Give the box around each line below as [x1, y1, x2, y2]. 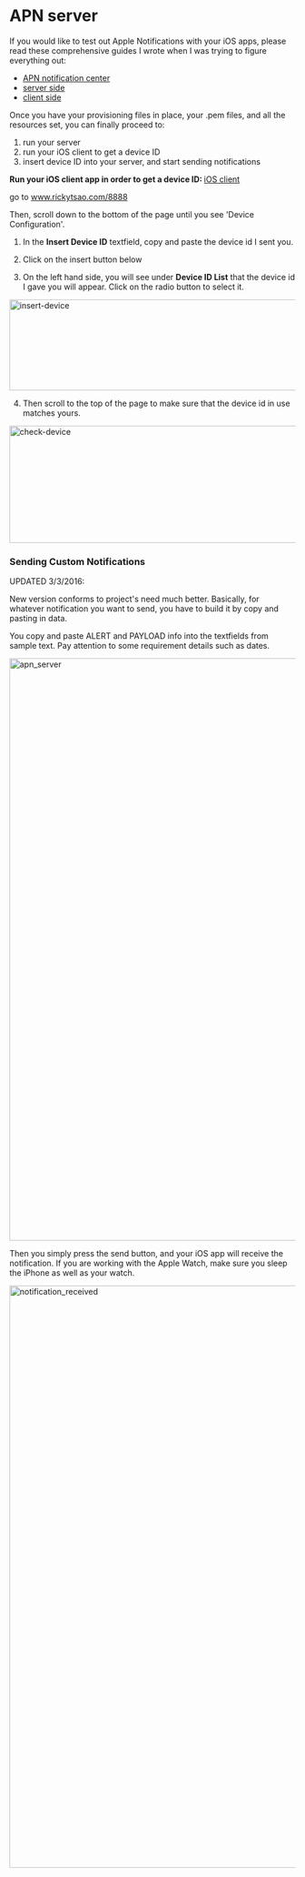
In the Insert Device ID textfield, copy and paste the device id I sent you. [22, 236, 294, 247]
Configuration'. [9, 218, 65, 229]
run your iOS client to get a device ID [22, 146, 161, 157]
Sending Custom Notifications [9, 555, 145, 568]
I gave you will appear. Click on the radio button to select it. [22, 281, 245, 292]
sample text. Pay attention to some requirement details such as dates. [9, 641, 271, 651]
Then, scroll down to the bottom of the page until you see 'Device [9, 208, 254, 219]
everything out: [9, 55, 66, 66]
